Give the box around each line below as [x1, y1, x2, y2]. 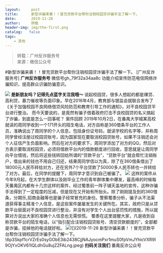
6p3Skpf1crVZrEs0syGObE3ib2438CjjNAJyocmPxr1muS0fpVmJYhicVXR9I [6, 236, 156, 242]
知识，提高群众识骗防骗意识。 [9, 81, 69, 87]
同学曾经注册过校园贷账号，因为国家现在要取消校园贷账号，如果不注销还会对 [5, 134, 158, 140]
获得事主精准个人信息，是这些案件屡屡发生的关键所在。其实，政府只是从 [9, 201, 154, 206]
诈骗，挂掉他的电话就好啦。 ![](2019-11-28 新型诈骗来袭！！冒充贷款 [9, 225, 151, 231]
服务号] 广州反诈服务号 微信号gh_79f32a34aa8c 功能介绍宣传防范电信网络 [5, 75, 153, 81]
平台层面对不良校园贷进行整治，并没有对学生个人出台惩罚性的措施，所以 [9, 207, 154, 213]
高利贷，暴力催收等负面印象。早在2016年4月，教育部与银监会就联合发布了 [5, 98, 154, 103]
